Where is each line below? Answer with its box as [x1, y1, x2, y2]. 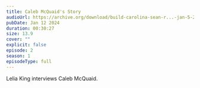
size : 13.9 [6, 31, 33, 37]
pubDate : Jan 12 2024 [6, 20, 60, 26]
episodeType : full [6, 58, 52, 64]
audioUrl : [6, 14, 31, 20]
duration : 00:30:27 [6, 25, 55, 32]
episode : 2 [6, 48, 33, 54]
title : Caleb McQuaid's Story [6, 8, 82, 15]
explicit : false [6, 42, 46, 48]
